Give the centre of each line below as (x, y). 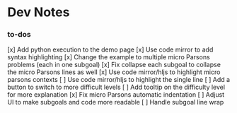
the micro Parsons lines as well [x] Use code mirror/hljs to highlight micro (114, 72)
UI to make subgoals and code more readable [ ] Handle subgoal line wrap (116, 102)
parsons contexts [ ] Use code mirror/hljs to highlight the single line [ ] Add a (119, 80)
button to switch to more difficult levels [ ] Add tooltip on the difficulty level (116, 87)
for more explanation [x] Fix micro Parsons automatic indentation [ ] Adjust (116, 95)
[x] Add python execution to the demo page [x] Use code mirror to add (110, 49)
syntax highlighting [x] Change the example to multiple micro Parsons (109, 57)
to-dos (19, 35)
